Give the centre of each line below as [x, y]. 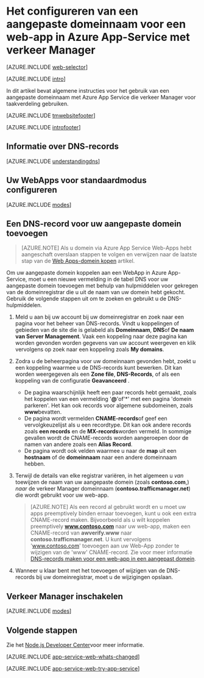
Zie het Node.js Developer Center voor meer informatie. [75, 645]
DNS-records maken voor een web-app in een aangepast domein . [113, 559]
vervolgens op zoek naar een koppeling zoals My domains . [90, 350]
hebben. [35, 464]
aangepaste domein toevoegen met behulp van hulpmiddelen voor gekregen [102, 286]
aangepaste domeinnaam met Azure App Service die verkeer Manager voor [101, 97]
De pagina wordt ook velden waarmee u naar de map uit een [100, 451]
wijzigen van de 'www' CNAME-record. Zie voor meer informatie [111, 552]
